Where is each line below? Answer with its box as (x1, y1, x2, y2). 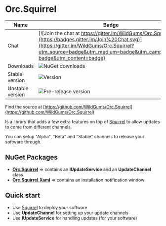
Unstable (7, 85, 29, 92)
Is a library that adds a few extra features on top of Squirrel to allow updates (5, 118, 160, 124)
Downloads (7, 62, 34, 69)
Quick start (5, 191, 41, 200)
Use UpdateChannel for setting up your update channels (12, 210, 128, 216)
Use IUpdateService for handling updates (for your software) (12, 215, 137, 221)
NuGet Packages (5, 153, 58, 162)
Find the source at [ (5, 104, 45, 110)
